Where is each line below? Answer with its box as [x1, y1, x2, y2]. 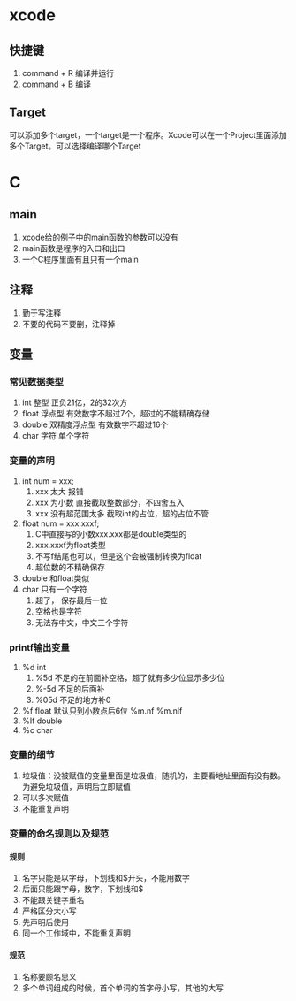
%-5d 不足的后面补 [34, 683, 105, 694]
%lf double [21, 715, 63, 726]
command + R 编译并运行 [21, 68, 115, 78]
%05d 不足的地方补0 [34, 694, 111, 705]
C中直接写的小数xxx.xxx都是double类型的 [34, 528, 187, 539]
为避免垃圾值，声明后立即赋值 [21, 782, 131, 792]
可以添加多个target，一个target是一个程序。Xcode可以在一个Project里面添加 [9, 129, 287, 140]
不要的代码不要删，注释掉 [21, 318, 116, 329]
